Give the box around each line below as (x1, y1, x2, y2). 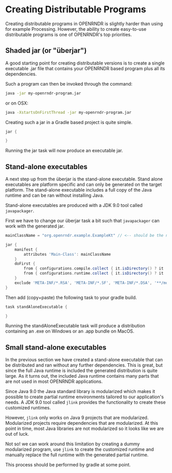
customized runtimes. (5, 405, 51, 411)
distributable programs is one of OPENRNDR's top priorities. (5, 31, 132, 37)
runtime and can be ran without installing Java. (5, 192, 104, 198)
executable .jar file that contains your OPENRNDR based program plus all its (5, 65, 165, 71)
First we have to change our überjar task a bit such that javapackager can (5, 218, 160, 224)
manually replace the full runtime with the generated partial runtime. (5, 452, 149, 458)
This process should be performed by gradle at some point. (5, 462, 131, 468)
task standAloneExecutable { (5, 304, 68, 310)
